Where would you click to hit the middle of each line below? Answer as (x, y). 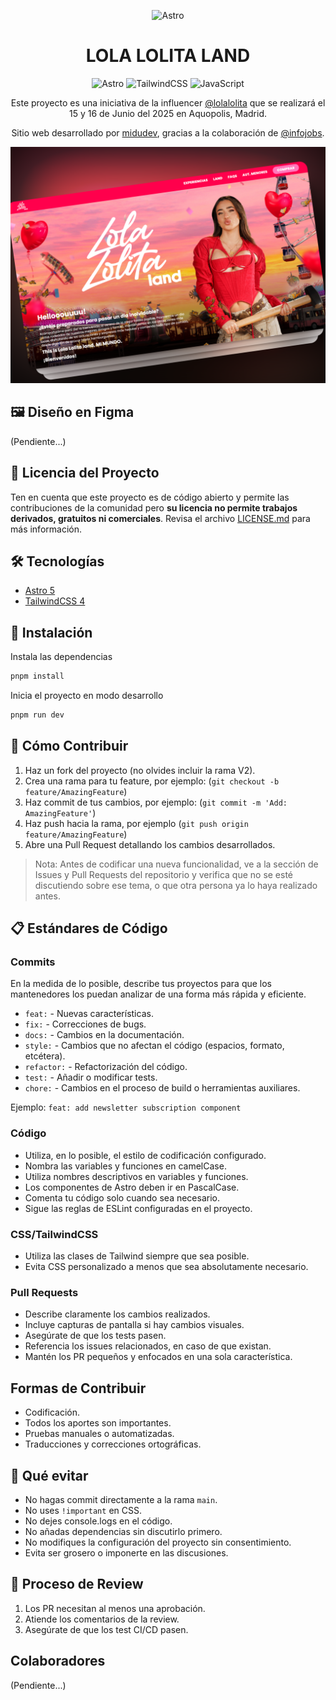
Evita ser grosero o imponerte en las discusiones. (126, 1552)
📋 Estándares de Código (89, 928)
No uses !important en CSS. (83, 1510)
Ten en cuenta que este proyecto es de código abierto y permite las (150, 497)
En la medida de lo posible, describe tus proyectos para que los (141, 984)
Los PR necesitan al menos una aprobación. (115, 1608)
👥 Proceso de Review (77, 1584)
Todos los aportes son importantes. (98, 1423)
